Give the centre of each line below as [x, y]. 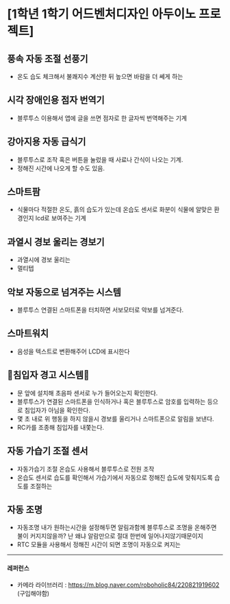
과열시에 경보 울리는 [43, 260]
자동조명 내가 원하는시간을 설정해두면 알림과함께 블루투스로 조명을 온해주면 [117, 527]
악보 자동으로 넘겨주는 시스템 [64, 292]
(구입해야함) [33, 593]
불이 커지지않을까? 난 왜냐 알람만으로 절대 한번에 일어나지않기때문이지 [110, 536]
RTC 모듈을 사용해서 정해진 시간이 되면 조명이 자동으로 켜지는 [99, 545]
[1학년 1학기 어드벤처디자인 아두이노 [102, 14]
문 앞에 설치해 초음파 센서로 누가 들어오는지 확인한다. [87, 393]
